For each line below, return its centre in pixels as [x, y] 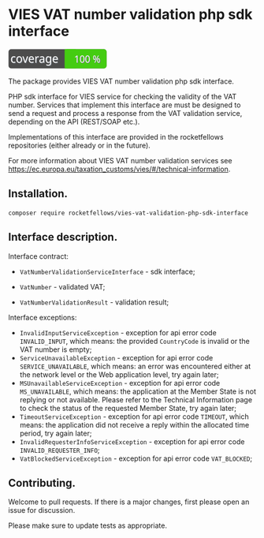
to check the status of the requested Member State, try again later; [128, 408]
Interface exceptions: [43, 317]
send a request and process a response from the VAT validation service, [125, 113]
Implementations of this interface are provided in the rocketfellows [116, 136]
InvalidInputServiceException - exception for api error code [118, 332]
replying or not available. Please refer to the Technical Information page [136, 399]
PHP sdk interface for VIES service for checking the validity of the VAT [123, 96]
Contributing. [42, 483]
